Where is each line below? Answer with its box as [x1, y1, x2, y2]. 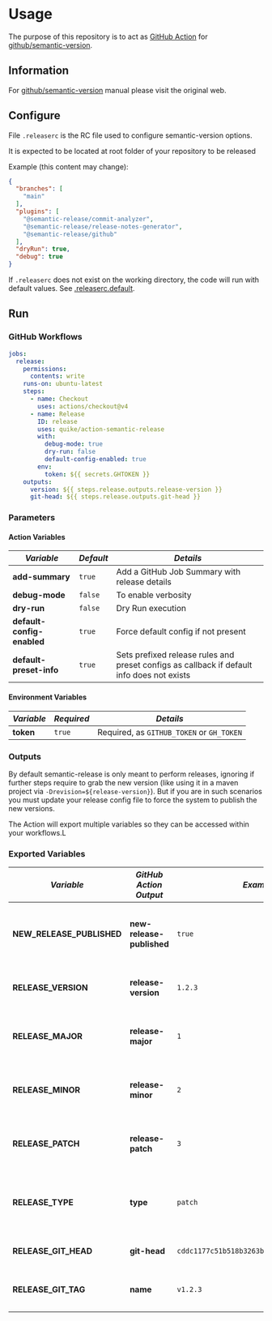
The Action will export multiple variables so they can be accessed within [8, 819, 249, 829]
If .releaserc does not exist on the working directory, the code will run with [8, 275, 260, 284]
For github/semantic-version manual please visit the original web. [8, 85, 227, 95]
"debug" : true [15, 253, 63, 261]
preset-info [12, 665, 59, 676]
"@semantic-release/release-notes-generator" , [23, 222, 183, 231]
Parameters [8, 512, 55, 524]
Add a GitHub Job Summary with [116, 566, 241, 578]
